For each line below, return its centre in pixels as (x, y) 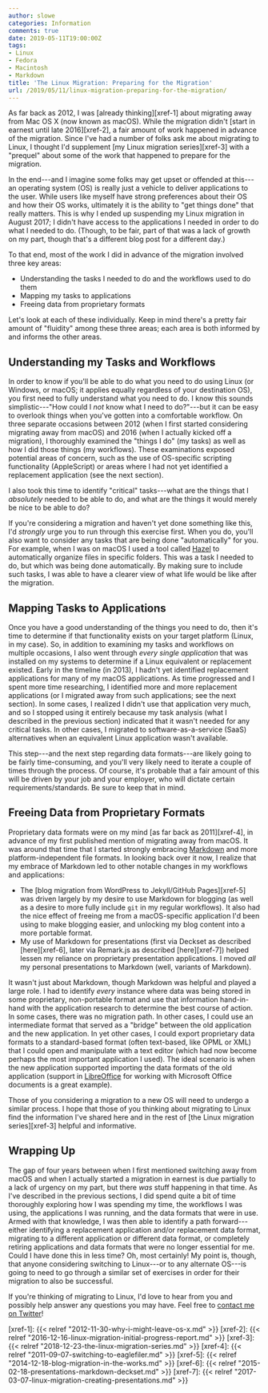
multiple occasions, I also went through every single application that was (128, 653)
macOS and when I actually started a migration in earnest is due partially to (132, 1178)
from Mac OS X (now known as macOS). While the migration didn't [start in (132, 122)
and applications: (37, 874)
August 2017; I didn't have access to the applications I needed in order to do (134, 222)
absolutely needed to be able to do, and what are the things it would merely (133, 499)
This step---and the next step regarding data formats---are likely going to (130, 753)
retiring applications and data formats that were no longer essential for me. (132, 1246)
